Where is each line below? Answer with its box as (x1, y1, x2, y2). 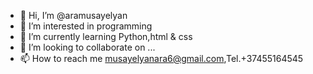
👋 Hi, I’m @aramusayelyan (19, 10, 128, 21)
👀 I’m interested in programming (19, 20, 153, 32)
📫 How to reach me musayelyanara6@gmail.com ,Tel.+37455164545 (19, 53, 304, 64)
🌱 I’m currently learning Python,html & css (19, 31, 193, 42)
